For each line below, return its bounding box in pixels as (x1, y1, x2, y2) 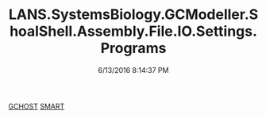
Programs (100, 40, 167, 57)
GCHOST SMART (8, 101, 65, 111)
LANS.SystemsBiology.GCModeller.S (8, 6, 259, 24)
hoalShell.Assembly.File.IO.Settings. (9, 22, 258, 40)
